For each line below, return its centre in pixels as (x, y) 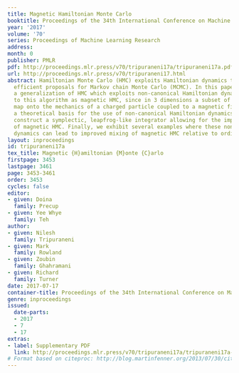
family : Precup (36, 206)
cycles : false (28, 186)
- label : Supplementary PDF (49, 346)
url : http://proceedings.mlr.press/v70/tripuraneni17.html (97, 73)
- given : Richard (33, 272)
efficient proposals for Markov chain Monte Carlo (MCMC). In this (116, 87)
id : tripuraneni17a (36, 147)
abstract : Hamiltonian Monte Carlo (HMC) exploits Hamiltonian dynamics (117, 80)
